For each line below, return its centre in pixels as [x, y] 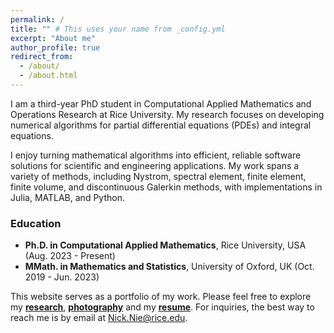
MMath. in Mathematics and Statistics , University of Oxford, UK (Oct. [169, 267]
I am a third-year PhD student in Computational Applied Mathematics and [161, 103]
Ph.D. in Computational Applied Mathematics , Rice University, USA [165, 245]
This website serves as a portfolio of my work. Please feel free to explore [161, 297]
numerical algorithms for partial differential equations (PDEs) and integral [161, 125]
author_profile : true [55, 47]
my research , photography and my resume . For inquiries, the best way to [162, 307]
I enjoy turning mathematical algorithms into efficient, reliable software [156, 155]
